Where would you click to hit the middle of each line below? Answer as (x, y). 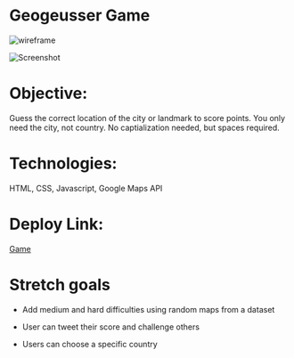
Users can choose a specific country (90, 344)
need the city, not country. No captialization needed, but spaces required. (145, 127)
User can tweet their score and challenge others (111, 327)
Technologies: (63, 163)
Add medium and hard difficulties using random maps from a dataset (148, 309)
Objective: (49, 94)
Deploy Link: (57, 224)
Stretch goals (60, 285)
